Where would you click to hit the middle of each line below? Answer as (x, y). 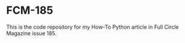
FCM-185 (30, 10)
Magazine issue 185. (32, 33)
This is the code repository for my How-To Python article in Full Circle (92, 27)
